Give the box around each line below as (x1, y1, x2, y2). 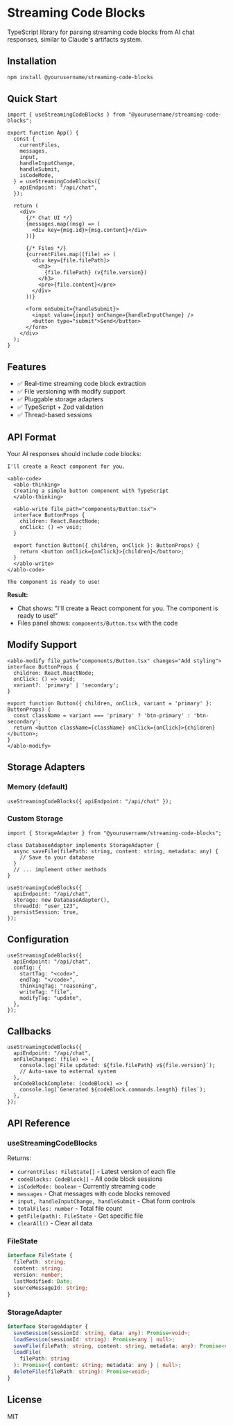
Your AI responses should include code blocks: (7, 450, 142, 458)
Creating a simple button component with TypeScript (13, 487, 169, 494)
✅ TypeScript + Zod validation (17, 403, 104, 411)
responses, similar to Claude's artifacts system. (7, 35, 143, 43)
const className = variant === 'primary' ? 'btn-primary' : (13, 712, 191, 719)
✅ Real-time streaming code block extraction (17, 380, 146, 388)
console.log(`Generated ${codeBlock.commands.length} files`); (19, 1087, 207, 1093)
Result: (7, 591, 28, 599)
